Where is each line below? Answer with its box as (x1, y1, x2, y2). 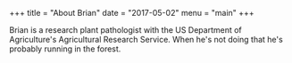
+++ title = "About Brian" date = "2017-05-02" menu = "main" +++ (9, 8, 254, 18)
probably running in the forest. (9, 43, 121, 54)
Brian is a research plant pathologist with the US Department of (9, 25, 243, 35)
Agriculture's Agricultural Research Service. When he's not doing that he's (9, 35, 283, 44)
